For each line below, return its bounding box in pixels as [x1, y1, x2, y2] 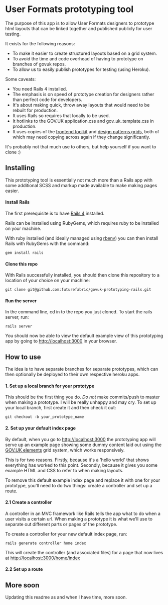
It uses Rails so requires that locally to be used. [12, 112, 110, 119]
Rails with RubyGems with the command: [5, 240, 90, 246]
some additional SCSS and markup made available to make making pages [5, 182, 157, 188]
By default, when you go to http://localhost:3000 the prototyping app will [5, 436, 156, 442]
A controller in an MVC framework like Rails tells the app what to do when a [5, 510, 160, 516]
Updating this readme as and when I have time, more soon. [5, 594, 127, 600]
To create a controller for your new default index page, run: [5, 531, 127, 537]
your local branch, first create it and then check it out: [5, 405, 116, 411]
